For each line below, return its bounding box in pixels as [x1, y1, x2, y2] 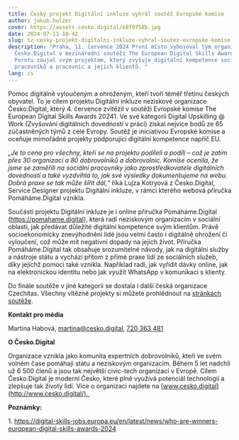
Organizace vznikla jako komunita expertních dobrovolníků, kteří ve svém [8, 351, 222, 360]
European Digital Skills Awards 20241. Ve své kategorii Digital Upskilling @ [8, 111, 226, 121]
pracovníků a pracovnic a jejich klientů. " [14, 63, 148, 70]
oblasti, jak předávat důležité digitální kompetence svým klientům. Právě [8, 222, 219, 231]
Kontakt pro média [8, 310, 64, 319]
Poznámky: [8, 402, 43, 412]
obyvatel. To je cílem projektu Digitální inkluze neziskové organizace [8, 97, 207, 105]
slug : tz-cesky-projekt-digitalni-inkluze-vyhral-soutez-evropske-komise [8, 37, 231, 44]
